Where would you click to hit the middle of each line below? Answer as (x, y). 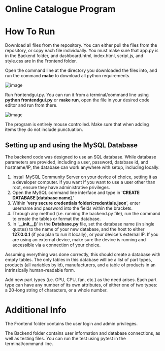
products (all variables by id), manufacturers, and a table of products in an (81, 265)
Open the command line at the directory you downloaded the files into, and (81, 70)
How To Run (30, 32)
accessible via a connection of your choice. (56, 245)
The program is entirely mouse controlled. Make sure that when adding (77, 125)
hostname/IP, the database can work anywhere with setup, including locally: (82, 167)
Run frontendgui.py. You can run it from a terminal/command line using (77, 95)
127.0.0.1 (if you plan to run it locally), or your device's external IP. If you (85, 234)
